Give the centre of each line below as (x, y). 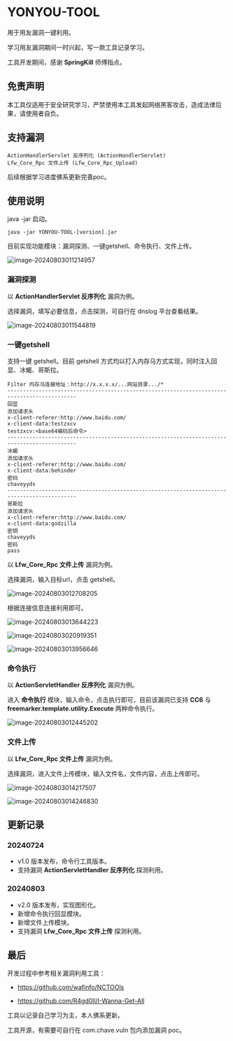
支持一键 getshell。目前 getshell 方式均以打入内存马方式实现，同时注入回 (112, 361)
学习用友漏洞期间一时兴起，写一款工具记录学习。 (78, 47)
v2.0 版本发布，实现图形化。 (58, 904)
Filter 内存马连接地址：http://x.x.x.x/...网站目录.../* (86, 384)
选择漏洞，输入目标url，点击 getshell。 (63, 579)
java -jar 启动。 (29, 219)
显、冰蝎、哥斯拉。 (35, 370)
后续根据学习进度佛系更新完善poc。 (59, 176)
